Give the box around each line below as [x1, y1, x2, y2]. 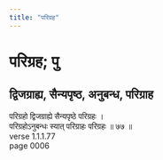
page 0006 [9, 140, 50, 151]
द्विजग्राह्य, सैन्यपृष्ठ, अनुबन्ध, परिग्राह [9, 87, 153, 102]
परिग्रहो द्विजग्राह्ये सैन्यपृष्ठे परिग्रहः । [9, 110, 105, 121]
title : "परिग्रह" [9, 12, 59, 22]
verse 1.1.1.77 [9, 131, 56, 141]
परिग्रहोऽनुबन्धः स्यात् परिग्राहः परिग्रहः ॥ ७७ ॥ [9, 121, 133, 132]
